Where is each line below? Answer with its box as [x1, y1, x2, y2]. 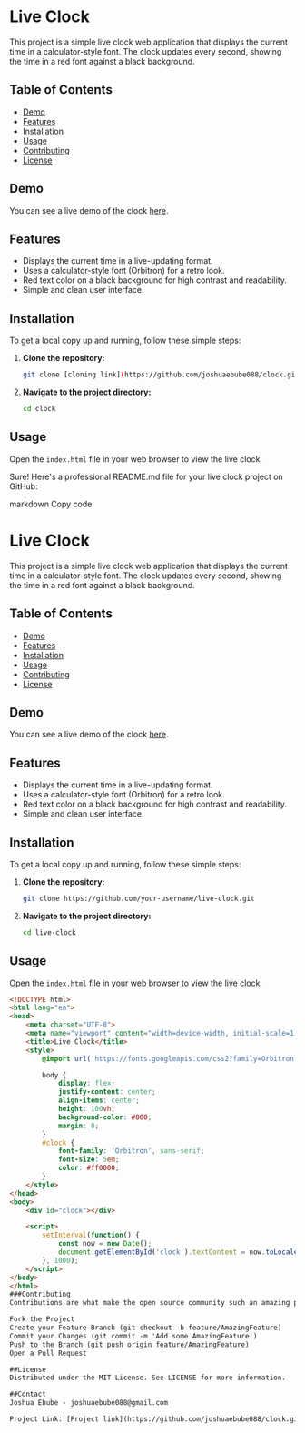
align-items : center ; [57, 1096, 141, 1106]
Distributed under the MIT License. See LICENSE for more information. [9, 1373, 286, 1383]
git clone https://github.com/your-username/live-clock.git [22, 894, 255, 903]
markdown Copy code [9, 498, 93, 509]
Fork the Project [9, 1315, 75, 1324]
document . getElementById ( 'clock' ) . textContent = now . [57, 1248, 266, 1257]
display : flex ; [57, 1079, 116, 1088]
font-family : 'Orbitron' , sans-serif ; [57, 1147, 205, 1156]
